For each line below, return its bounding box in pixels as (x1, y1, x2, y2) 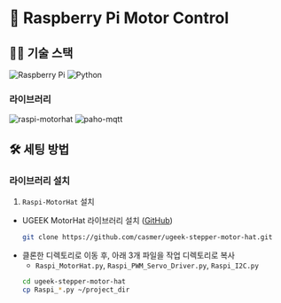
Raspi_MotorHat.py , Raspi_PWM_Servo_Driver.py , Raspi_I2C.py (35, 260, 260, 270)
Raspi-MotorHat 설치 (21, 196, 95, 206)
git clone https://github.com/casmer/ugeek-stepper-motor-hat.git (21, 232, 273, 242)
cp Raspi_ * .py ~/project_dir (21, 285, 130, 294)
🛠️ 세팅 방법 (9, 142, 69, 157)
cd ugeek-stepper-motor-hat (21, 276, 126, 286)
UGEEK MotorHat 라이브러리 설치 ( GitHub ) (21, 214, 173, 225)
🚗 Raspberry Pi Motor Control (9, 8, 229, 28)
